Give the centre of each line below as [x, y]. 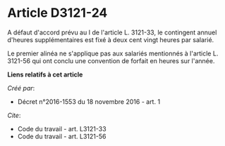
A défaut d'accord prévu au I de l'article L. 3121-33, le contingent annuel [112, 32]
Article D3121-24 [57, 13]
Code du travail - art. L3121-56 [62, 136]
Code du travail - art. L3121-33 [62, 128]
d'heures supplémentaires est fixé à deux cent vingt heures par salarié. [111, 39]
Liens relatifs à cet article [45, 74]
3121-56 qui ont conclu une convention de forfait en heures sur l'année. [111, 60]
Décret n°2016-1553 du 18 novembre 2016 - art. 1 [89, 101]
